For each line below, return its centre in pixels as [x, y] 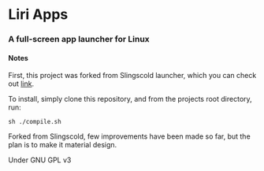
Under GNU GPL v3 [40, 160]
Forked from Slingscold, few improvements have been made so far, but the [129, 136]
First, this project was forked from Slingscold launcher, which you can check [132, 76]
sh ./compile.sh [35, 122]
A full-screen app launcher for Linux [79, 39]
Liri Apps [38, 15]
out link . [21, 84]
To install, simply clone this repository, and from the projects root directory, [130, 99]
